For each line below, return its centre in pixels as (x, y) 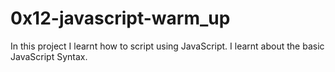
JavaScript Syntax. (49, 56)
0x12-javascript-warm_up (120, 18)
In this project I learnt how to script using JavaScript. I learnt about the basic (167, 46)
